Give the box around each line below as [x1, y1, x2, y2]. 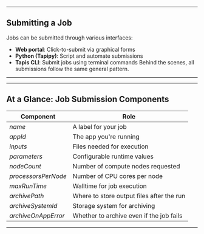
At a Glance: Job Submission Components [6, 94, 169, 105]
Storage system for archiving [72, 201, 155, 210]
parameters [9, 152, 43, 160]
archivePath [9, 191, 44, 200]
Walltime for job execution [72, 182, 147, 190]
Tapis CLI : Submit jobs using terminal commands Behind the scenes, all [15, 58, 194, 66]
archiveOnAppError [9, 211, 65, 219]
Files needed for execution [72, 142, 149, 151]
